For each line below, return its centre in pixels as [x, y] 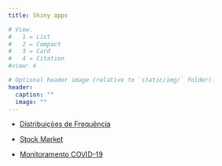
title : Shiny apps [38, 15]
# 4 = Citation [36, 59]
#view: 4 [22, 66]
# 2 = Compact [35, 44]
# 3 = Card [29, 52]
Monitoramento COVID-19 [61, 154]
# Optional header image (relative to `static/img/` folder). [112, 80]
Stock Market [41, 139]
